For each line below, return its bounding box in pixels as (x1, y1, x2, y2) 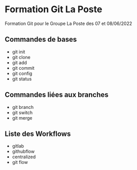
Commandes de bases (5, 35, 77, 44)
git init (12, 48, 25, 54)
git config (12, 70, 32, 76)
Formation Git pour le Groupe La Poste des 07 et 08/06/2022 (5, 20, 132, 26)
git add (12, 60, 27, 66)
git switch (12, 109, 33, 116)
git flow (12, 159, 28, 165)
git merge (12, 115, 32, 121)
